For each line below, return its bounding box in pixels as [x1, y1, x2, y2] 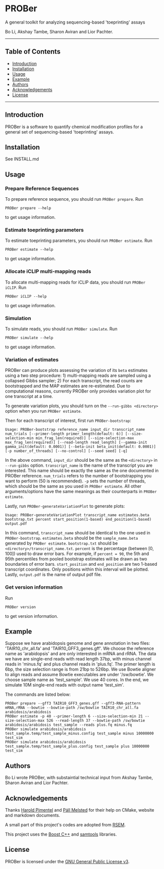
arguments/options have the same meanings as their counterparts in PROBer [5, 489, 157, 495]
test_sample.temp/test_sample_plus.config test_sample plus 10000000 [5, 744, 150, 749]
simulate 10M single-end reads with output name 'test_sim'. [5, 682, 124, 688]
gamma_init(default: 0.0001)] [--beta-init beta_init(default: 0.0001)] [5, 445, 156, 449]
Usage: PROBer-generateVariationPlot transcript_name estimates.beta [5, 513, 150, 518]
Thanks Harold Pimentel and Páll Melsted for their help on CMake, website [5, 807, 155, 813]
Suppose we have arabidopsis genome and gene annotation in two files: [5, 640, 150, 646]
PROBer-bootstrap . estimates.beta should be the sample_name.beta [5, 535, 138, 541]
